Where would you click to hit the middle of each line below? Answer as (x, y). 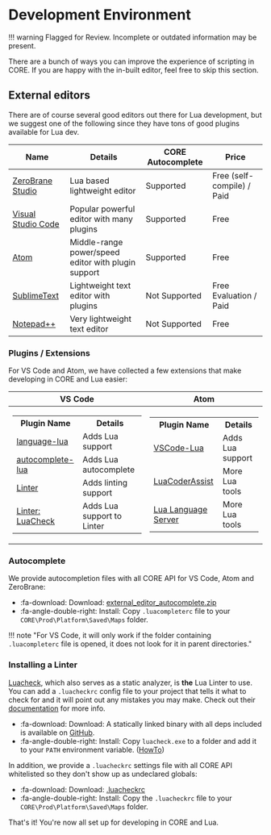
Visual (24, 214)
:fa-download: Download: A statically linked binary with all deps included (141, 724)
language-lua (42, 441)
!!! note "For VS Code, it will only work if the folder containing (110, 636)
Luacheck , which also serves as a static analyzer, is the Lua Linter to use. (130, 683)
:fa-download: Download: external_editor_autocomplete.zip (118, 603)
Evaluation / (235, 295)
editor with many (101, 219)
